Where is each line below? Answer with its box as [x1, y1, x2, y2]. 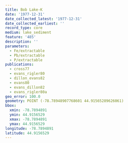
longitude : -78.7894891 [5, 126, 54, 131]
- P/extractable [9, 57, 43, 62]
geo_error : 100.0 [5, 94, 41, 99]
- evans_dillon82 [9, 85, 45, 90]
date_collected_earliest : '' [5, 21, 65, 26]
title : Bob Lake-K [5, 7, 43, 12]
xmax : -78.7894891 [9, 116, 48, 122]
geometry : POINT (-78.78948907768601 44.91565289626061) [5, 99, 124, 104]
